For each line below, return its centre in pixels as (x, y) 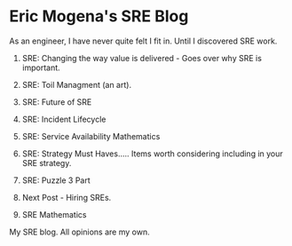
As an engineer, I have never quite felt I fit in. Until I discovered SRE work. (143, 41)
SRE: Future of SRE (57, 102)
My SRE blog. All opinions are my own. (79, 232)
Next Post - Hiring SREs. (67, 197)
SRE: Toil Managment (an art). (76, 84)
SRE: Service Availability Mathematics (91, 136)
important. (41, 67)
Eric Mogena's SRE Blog (99, 16)
